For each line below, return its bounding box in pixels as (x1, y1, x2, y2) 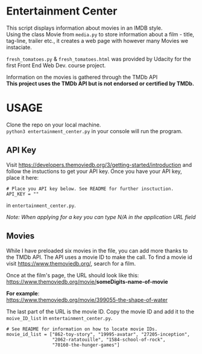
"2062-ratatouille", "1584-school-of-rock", (52, 336, 166, 343)
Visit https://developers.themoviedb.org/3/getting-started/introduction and (6, 161, 192, 168)
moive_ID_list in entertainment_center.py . (6, 314, 113, 321)
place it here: (6, 174, 39, 181)
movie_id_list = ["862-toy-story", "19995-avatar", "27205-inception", (6, 331, 190, 337)
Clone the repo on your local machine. (6, 121, 101, 128)
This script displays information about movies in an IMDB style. (6, 24, 163, 31)
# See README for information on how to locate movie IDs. (6, 326, 158, 332)
